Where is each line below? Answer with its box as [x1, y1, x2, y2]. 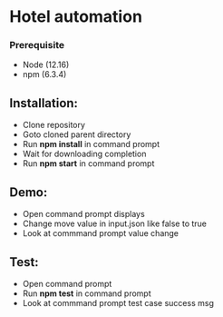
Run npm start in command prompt [22, 158, 155, 169]
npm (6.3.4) [22, 69, 67, 80]
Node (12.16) [22, 59, 70, 70]
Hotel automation [9, 6, 143, 27]
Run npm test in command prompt [22, 288, 151, 299]
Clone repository [22, 120, 86, 131]
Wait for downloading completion [22, 148, 147, 160]
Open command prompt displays [22, 209, 145, 220]
